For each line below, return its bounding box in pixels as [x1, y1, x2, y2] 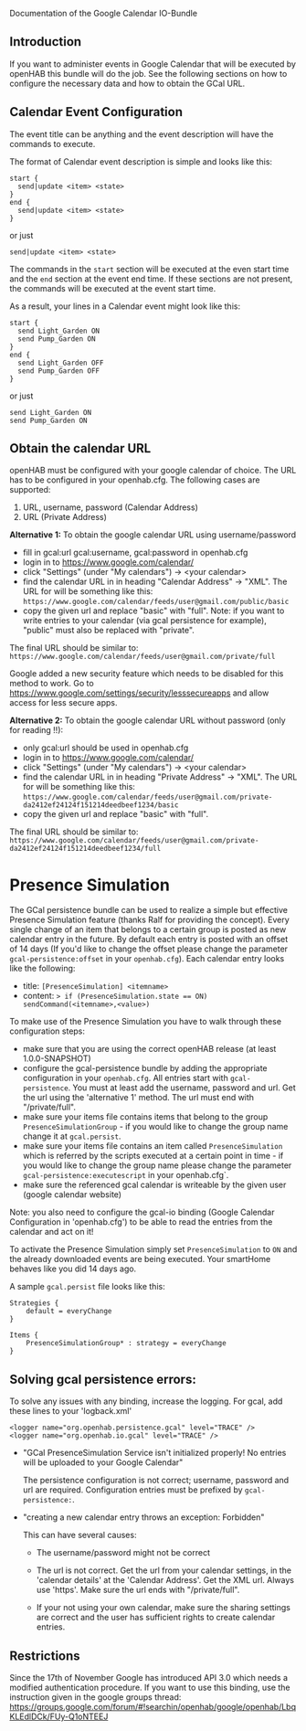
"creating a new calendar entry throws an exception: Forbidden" [22, 1512, 265, 1523]
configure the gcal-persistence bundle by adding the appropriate [22, 1063, 268, 1074]
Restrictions [9, 1648, 80, 1663]
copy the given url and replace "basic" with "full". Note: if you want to [22, 605, 285, 616]
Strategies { [9, 1299, 59, 1308]
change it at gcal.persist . [22, 1131, 121, 1142]
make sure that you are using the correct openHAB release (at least [22, 1044, 277, 1055]
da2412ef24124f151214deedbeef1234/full [9, 844, 162, 854]
